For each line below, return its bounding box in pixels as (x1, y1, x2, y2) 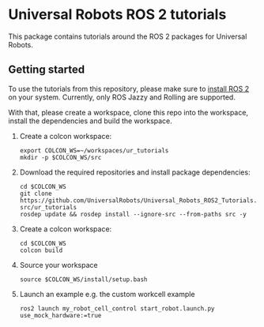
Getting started (8, 63, 85, 77)
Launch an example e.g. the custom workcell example (19, 289, 195, 299)
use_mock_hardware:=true (19, 311, 102, 319)
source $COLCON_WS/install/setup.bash (19, 275, 148, 284)
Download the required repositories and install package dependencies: (19, 167, 251, 177)
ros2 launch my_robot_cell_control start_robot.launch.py (19, 304, 215, 313)
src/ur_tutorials (19, 203, 77, 211)
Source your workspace (19, 260, 98, 269)
